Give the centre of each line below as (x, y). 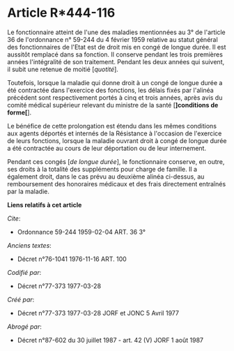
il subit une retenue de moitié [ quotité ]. (63, 69)
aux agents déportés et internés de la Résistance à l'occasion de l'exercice (115, 133)
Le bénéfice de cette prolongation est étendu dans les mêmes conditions (112, 126)
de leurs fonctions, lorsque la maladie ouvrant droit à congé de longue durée (117, 140)
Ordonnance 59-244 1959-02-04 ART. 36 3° (81, 232)
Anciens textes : (30, 245)
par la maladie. (29, 191)
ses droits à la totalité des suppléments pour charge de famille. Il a (102, 169)
